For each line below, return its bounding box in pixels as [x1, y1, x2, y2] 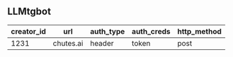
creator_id [11, 26, 46, 36]
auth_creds [132, 26, 171, 36]
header [89, 38, 114, 48]
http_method [176, 26, 222, 36]
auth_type [89, 26, 125, 36]
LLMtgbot [7, 6, 52, 18]
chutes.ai [52, 38, 84, 48]
